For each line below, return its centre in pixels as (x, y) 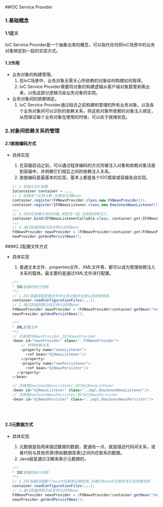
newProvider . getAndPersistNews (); (47, 237)
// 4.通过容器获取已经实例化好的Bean (45, 227)
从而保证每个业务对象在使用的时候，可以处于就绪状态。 (74, 117)
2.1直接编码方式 (21, 143)
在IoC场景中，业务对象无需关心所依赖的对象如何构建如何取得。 (82, 81)
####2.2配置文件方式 (26, 246)
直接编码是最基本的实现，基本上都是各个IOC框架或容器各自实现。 (85, 177)
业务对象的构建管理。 (33, 74)
